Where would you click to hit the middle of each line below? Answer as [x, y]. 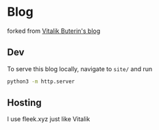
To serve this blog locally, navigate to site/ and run [80, 68]
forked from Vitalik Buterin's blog [54, 31]
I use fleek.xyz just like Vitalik [49, 119]
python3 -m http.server [41, 81]
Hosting [25, 103]
